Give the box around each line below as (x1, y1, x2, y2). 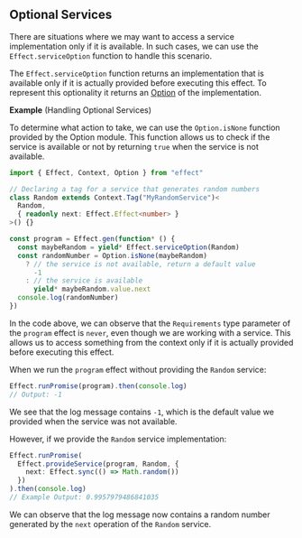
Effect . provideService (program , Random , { (17, 459, 179, 468)
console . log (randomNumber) (17, 293, 119, 302)
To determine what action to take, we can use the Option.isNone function (9, 122, 281, 133)
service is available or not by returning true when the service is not (9, 141, 260, 152)
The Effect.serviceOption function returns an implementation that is (9, 68, 264, 79)
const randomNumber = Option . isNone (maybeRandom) (17, 251, 207, 260)
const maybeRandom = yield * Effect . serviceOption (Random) (17, 243, 241, 252)
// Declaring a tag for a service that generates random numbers (9, 184, 260, 193)
